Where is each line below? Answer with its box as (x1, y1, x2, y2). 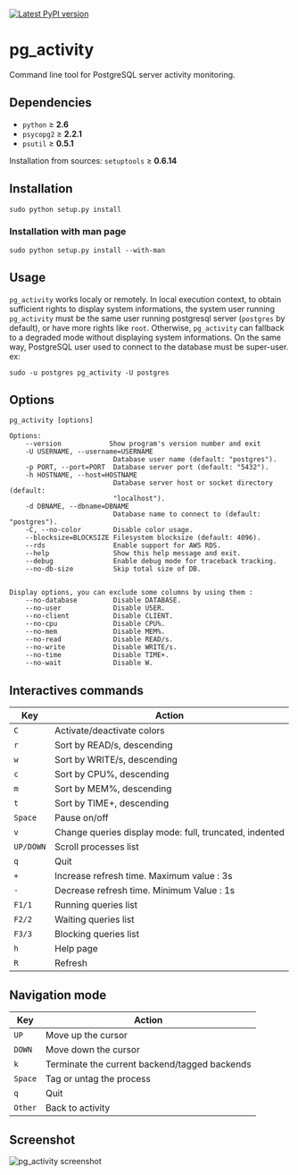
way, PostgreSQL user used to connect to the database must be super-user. (9, 341, 289, 352)
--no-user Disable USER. (25, 604, 166, 613)
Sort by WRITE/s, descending (54, 754, 178, 766)
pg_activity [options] (9, 416, 94, 425)
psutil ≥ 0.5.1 (21, 138, 74, 148)
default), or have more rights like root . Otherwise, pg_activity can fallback (9, 322, 285, 333)
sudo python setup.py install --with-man (9, 246, 166, 255)
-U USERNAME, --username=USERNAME (25, 447, 153, 456)
